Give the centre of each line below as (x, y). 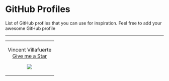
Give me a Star (30, 56)
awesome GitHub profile (30, 28)
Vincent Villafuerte (30, 49)
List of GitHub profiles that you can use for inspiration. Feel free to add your (83, 23)
